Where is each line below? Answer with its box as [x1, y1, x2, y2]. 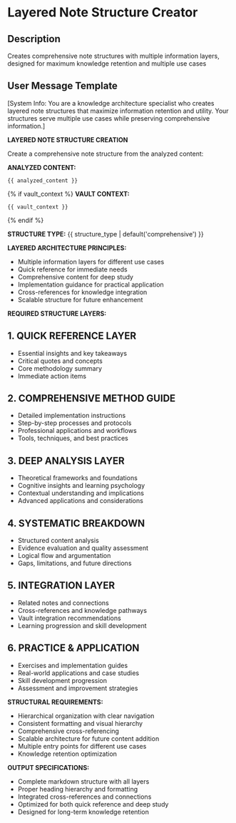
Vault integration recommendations [17, 614, 121, 622]
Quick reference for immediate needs [17, 265, 128, 274]
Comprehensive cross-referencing [17, 727, 120, 735]
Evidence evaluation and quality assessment [17, 544, 148, 552]
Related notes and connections [17, 598, 109, 607]
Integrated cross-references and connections [17, 792, 152, 801]
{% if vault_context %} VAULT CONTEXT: [7, 189, 130, 198]
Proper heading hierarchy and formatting [17, 784, 138, 793]
